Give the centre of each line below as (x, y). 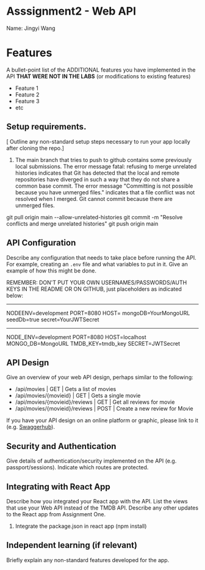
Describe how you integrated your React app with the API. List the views (97, 501)
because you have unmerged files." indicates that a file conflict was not (105, 192)
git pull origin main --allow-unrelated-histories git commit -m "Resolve (95, 217)
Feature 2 (27, 94)
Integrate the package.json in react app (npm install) (81, 526)
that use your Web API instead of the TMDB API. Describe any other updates (103, 508)
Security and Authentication (61, 446)
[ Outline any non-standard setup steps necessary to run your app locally (98, 141)
